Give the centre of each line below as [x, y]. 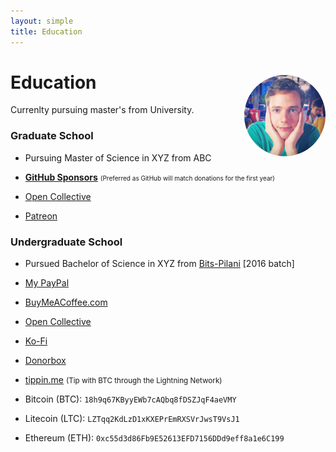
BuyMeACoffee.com [66, 302]
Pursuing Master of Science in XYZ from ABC [118, 157]
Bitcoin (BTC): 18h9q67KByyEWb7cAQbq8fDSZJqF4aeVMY [130, 399]
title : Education [46, 31]
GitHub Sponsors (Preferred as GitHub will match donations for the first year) [149, 177]
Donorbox [45, 361]
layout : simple [42, 21]
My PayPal [47, 283]
